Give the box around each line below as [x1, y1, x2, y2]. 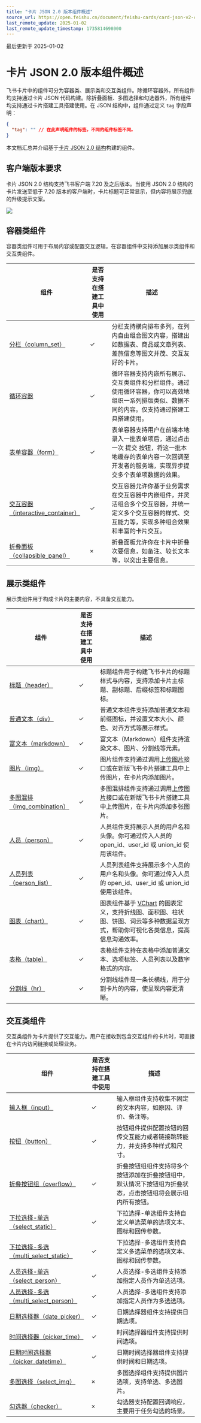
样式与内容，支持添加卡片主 [99, 676, 178, 685]
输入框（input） [9, 1104, 54, 1112]
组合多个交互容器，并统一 [117, 500, 190, 508]
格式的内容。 [99, 964, 136, 972]
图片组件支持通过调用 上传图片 [99, 756, 184, 764]
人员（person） [9, 836, 53, 845]
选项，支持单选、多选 [116, 1377, 177, 1386]
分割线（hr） [9, 984, 45, 993]
